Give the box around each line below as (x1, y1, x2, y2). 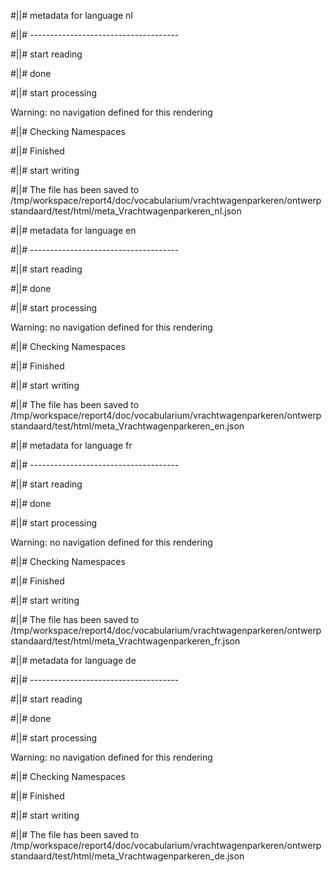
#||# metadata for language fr (10, 440, 133, 451)
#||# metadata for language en (10, 225, 137, 236)
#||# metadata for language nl (10, 10, 133, 21)
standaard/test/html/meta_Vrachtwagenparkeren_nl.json (10, 205, 242, 217)
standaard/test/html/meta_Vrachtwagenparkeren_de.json (10, 850, 245, 862)
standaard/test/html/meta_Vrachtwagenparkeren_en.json (10, 420, 245, 432)
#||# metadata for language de (10, 655, 137, 666)
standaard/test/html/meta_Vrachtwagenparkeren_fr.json (10, 635, 241, 647)
